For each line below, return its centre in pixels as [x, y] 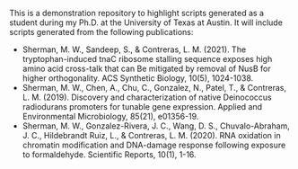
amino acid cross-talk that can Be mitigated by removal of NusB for [146, 68]
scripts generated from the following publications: [101, 32]
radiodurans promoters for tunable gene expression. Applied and [142, 107]
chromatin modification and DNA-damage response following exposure [154, 145]
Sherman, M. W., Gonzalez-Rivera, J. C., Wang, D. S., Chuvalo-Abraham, [156, 126]
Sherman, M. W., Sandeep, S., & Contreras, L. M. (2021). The [134, 49]
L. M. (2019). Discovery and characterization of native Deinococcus [147, 97]
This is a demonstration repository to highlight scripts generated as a [137, 13]
